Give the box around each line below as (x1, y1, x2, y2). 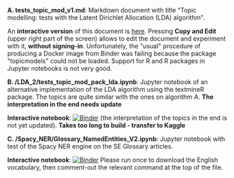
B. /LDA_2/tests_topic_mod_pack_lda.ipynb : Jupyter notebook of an (7, 78, 208, 86)
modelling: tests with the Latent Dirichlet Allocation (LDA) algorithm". (7, 13, 205, 22)
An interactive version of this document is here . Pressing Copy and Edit (7, 27, 216, 35)
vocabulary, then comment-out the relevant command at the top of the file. (7, 163, 223, 171)
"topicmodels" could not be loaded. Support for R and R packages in (7, 57, 205, 65)
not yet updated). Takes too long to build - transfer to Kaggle (7, 121, 186, 129)
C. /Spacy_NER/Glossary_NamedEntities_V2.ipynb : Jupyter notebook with (7, 135, 226, 143)
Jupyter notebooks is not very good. (7, 64, 113, 72)
